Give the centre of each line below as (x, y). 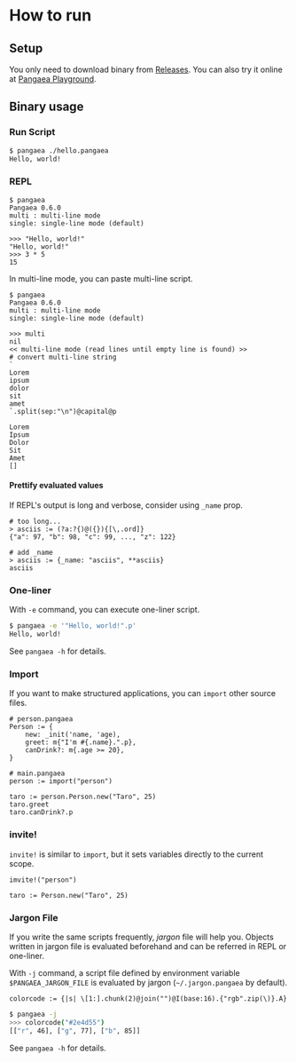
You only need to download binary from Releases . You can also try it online (146, 69)
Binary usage (47, 107)
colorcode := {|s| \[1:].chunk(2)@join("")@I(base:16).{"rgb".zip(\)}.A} (148, 999)
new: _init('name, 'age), (73, 735)
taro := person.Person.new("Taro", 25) (83, 797)
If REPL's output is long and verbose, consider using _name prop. (126, 505)
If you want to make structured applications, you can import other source (143, 693)
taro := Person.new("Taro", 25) (69, 895)
